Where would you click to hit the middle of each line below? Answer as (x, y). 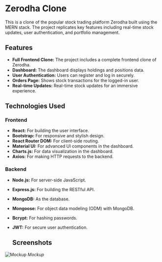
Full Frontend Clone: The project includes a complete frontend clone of (84, 60)
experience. (24, 90)
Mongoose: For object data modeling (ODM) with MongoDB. (73, 208)
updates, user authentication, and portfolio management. (62, 32)
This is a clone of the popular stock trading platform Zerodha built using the (81, 22)
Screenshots (32, 243)
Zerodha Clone (36, 9)
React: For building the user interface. (50, 131)
